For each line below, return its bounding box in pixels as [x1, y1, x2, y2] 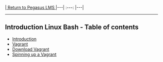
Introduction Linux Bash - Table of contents [5, 23, 139, 31]
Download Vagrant [12, 46, 49, 52]
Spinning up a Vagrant [12, 51, 57, 57]
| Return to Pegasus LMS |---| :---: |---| [5, 5, 84, 10]
